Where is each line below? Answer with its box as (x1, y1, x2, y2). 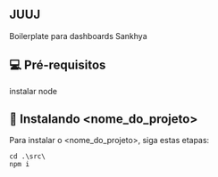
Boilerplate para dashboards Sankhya (9, 30, 147, 41)
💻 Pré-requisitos (9, 58, 106, 73)
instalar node (9, 85, 58, 96)
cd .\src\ (9, 152, 46, 161)
